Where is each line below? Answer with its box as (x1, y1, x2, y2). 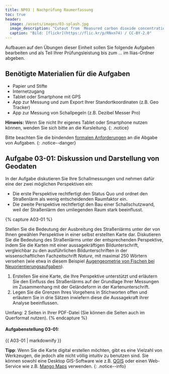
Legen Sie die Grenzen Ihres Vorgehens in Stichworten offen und (12, 289, 147, 295)
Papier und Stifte (12, 83, 48, 89)
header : (5, 17, 22, 22)
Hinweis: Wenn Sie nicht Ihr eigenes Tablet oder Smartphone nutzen (5, 119, 147, 126)
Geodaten (5, 162, 37, 171)
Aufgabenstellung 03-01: (5, 326, 59, 332)
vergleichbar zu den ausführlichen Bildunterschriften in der (5, 247, 127, 254)
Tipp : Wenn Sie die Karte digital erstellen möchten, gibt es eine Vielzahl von (5, 347, 162, 353)
